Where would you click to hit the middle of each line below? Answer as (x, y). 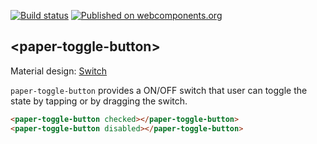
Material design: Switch (59, 71)
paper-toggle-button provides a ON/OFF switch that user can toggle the (159, 90)
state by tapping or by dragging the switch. (99, 101)
